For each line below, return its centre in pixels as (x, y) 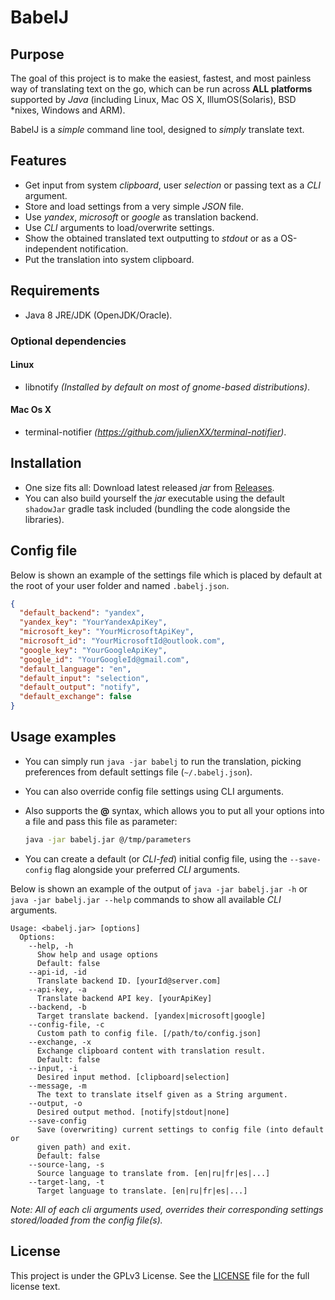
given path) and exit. (84, 1147)
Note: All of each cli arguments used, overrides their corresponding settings (167, 1209)
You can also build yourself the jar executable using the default (154, 498)
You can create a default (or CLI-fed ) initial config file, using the (156, 858)
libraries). (44, 519)
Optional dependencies (68, 341)
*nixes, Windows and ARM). (68, 110)
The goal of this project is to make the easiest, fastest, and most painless (161, 78)
